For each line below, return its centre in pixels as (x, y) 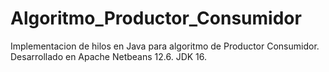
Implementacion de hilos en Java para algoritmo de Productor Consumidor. (165, 46)
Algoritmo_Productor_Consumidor (156, 18)
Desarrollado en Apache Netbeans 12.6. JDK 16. (109, 56)
